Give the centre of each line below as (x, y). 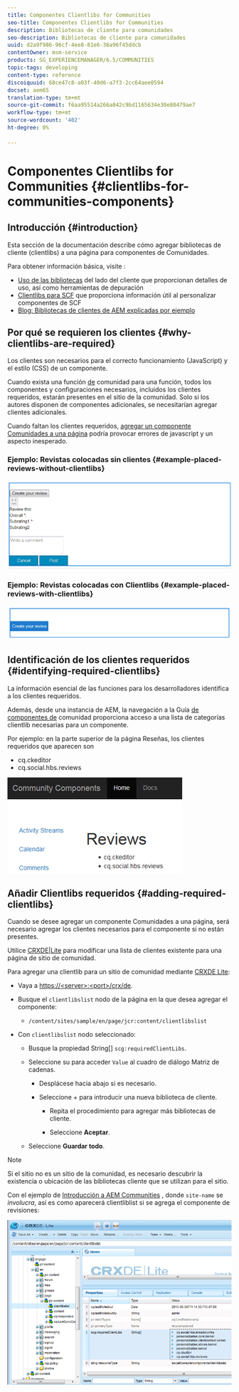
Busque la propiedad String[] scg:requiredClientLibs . (107, 1048)
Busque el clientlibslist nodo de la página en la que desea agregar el (122, 999)
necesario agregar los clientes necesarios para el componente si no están (116, 929)
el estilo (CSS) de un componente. (58, 368)
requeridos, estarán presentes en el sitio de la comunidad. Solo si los (108, 397)
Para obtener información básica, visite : (67, 266)
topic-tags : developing (43, 68)
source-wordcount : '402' (44, 120)
